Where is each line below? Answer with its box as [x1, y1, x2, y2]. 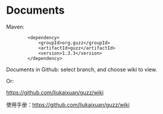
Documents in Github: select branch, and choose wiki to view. [6, 66, 158, 73]
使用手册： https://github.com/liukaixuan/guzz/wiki [6, 101, 130, 108]
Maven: [6, 23, 25, 30]
